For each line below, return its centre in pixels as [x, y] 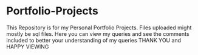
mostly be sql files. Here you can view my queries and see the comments [98, 33]
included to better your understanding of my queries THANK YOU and [94, 40]
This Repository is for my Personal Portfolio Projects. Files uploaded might [99, 27]
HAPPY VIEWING [28, 47]
